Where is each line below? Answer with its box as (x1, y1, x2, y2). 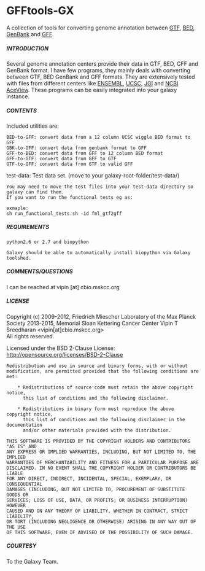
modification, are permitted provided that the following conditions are (6, 368, 199, 375)
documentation (6, 422, 43, 428)
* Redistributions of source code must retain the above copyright (17, 384, 193, 390)
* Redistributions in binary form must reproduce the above (17, 406, 174, 412)
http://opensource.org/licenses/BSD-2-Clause (6, 351, 123, 358)
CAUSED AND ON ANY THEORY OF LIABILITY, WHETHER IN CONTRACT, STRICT (6, 508, 188, 514)
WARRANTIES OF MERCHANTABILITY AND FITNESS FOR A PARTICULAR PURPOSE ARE (6, 459, 199, 465)
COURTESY (6, 542, 37, 550)
